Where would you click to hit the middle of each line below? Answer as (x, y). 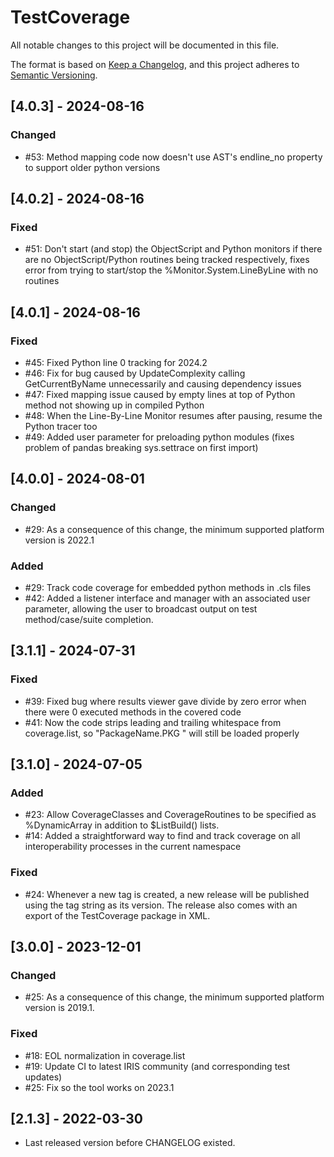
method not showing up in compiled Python (114, 405)
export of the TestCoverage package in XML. (117, 915)
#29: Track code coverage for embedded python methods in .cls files (168, 587)
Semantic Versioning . (54, 75)
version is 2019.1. (59, 1008)
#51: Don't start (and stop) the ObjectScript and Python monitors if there (173, 249)
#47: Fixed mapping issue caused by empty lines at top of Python (160, 394)
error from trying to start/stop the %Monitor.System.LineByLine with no (171, 270)
